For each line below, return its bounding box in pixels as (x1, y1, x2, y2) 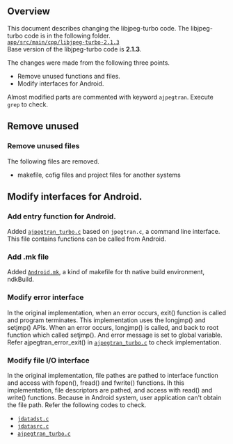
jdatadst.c (17, 415, 49, 423)
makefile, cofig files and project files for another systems (17, 171, 181, 179)
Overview (7, 6, 51, 17)
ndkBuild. (7, 275, 35, 284)
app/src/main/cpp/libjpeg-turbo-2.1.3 (7, 38, 120, 46)
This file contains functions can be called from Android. (7, 235, 167, 243)
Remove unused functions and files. (17, 72, 120, 80)
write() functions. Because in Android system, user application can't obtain (7, 393, 222, 402)
